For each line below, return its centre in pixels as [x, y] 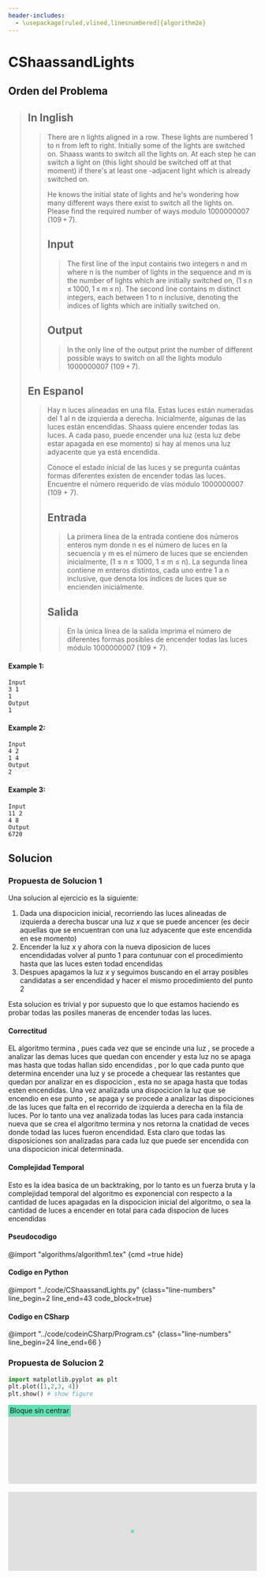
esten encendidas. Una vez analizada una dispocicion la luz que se [117, 1090]
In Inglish [50, 118]
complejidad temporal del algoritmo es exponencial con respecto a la [120, 1193]
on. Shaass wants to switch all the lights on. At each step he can [151, 153]
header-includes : [37, 15]
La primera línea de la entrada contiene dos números [153, 537]
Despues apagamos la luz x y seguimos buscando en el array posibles [134, 972]
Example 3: [27, 789]
